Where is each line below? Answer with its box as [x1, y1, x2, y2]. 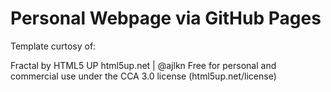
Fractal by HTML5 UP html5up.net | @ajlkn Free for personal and [10, 59, 277, 71]
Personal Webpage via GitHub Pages [10, 7, 322, 30]
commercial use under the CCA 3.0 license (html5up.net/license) [10, 70, 277, 82]
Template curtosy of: [10, 40, 97, 52]
